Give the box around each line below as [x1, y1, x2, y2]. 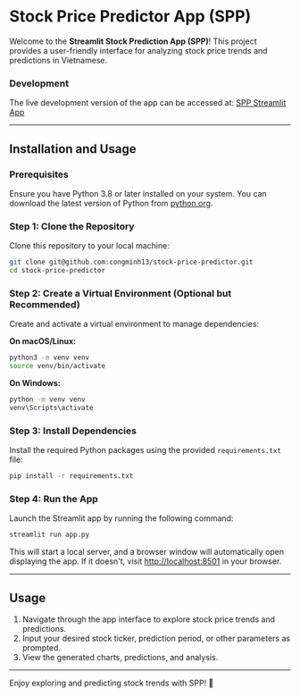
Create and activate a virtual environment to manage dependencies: [9, 319, 260, 330]
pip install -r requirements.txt [9, 472, 134, 481]
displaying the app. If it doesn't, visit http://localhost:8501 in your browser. [9, 556, 282, 567]
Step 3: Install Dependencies [9, 424, 137, 437]
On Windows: [9, 378, 61, 389]
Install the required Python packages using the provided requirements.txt [9, 445, 282, 456]
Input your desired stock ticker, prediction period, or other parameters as [21, 633, 291, 643]
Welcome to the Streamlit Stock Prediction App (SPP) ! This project [9, 36, 257, 46]
